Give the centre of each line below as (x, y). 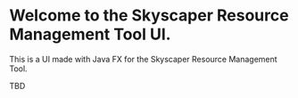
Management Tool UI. (90, 34)
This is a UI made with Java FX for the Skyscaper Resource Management (144, 59)
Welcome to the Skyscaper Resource (149, 16)
